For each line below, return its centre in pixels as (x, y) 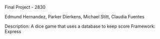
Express (13, 31)
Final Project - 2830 (25, 7)
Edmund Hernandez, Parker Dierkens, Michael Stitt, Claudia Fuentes (75, 17)
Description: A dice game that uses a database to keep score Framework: (80, 26)
